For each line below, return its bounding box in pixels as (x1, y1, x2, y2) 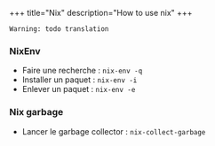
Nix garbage (9, 106, 64, 119)
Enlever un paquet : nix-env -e (21, 84, 136, 95)
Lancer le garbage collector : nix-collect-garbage (21, 126, 206, 136)
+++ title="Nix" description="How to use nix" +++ (9, 8, 193, 18)
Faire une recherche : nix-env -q (21, 65, 143, 76)
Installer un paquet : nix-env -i (21, 74, 138, 85)
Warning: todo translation (9, 25, 109, 34)
